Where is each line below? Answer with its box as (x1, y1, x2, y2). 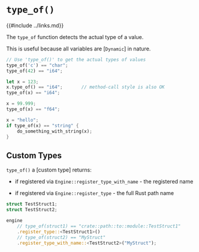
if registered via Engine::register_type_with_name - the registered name (14, 178, 194, 185)
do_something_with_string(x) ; (17, 128, 93, 134)
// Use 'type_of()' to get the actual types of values (6, 56, 146, 62)
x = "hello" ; (6, 117, 39, 123)
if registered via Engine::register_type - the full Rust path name (14, 190, 174, 197)
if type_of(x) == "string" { (6, 122, 79, 128)
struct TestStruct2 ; (6, 207, 58, 213)
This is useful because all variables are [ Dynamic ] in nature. (6, 45, 151, 52)
